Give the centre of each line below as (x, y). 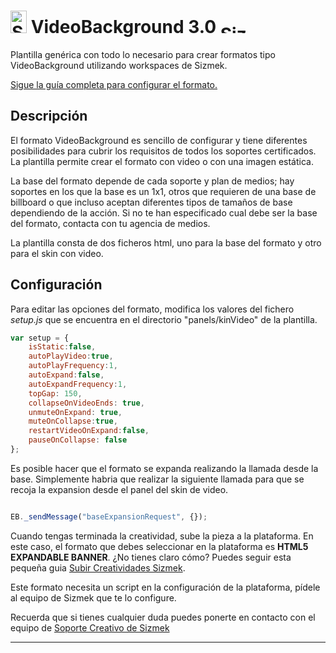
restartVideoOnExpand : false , (89, 431)
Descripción (49, 116)
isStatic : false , (62, 347)
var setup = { (40, 338)
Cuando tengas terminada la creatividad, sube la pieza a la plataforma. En (162, 536)
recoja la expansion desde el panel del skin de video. (119, 489)
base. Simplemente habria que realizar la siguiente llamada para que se (157, 479)
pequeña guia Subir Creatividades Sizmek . (98, 567)
